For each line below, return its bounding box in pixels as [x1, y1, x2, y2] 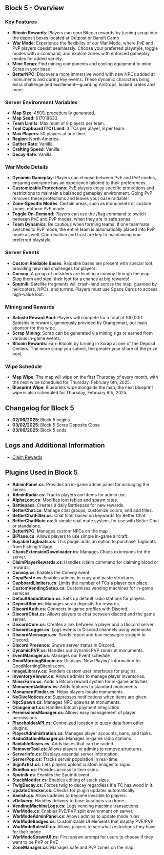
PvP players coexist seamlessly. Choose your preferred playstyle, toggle [12, 45, 158, 51]
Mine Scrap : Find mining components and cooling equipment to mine [12, 61, 152, 66]
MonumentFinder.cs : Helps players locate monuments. [12, 689, 124, 694]
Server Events [5, 249, 40, 256]
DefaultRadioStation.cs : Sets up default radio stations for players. [12, 595, 146, 601]
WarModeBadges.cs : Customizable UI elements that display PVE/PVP [12, 818, 154, 824]
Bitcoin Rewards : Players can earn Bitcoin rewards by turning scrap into [12, 29, 158, 36]
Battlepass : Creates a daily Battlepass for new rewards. [12, 502, 124, 508]
